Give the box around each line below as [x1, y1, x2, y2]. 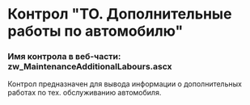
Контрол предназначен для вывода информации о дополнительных [7, 79, 242, 89]
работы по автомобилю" [7, 22, 184, 40]
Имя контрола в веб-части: [7, 51, 121, 62]
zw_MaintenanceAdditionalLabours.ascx [7, 61, 172, 73]
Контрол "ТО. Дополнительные [7, 5, 232, 23]
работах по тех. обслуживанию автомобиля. [7, 88, 162, 98]
